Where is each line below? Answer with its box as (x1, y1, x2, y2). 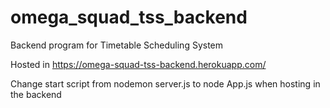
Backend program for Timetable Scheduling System (10, 39, 224, 51)
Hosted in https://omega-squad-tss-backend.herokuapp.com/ (10, 58, 267, 70)
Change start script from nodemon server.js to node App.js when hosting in (10, 77, 321, 90)
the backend (10, 88, 62, 100)
